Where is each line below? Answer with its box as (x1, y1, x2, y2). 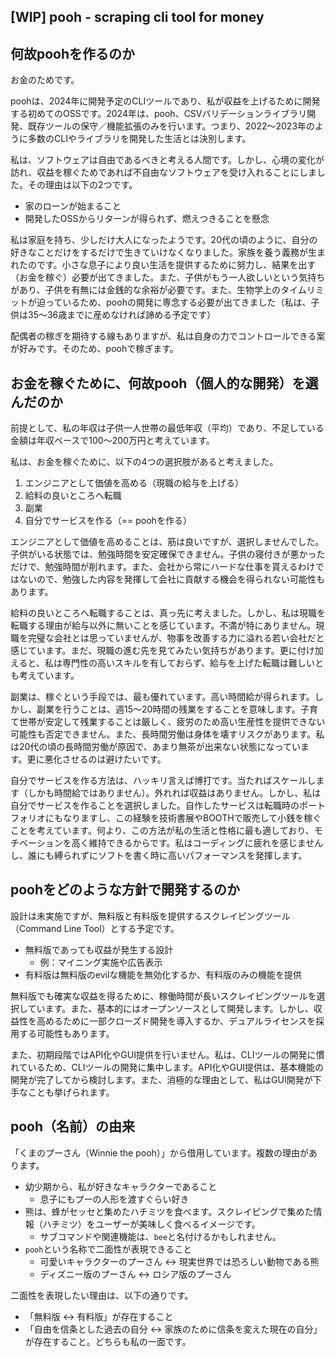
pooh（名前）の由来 (10, 1118, 136, 1135)
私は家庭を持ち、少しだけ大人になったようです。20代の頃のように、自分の (10, 234, 318, 246)
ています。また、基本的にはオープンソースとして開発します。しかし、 (27, 1002, 314, 1014)
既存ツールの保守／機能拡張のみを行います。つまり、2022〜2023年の (27, 120, 316, 132)
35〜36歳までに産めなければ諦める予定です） (27, 309, 217, 321)
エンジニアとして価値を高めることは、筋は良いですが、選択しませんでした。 (10, 536, 325, 548)
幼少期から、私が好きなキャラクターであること (24, 1180, 218, 1192)
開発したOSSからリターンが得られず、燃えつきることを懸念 (24, 213, 270, 225)
